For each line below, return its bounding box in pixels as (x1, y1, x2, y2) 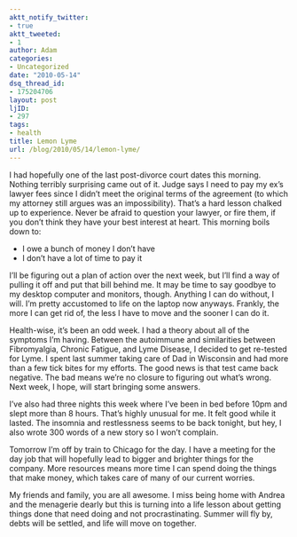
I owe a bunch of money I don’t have (21, 243, 155, 254)
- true (9, 21, 34, 30)
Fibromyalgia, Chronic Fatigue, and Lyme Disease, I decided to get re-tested (9, 344, 288, 354)
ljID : (9, 104, 29, 113)
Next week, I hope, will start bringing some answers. (9, 381, 201, 391)
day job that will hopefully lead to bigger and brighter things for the (9, 454, 254, 464)
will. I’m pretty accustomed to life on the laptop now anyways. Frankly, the (9, 298, 279, 309)
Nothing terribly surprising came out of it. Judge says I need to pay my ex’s (9, 178, 284, 189)
